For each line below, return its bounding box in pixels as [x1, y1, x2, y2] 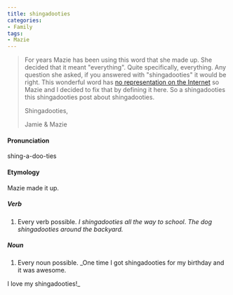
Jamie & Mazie [24, 120, 68, 129]
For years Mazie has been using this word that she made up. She [24, 55, 213, 64]
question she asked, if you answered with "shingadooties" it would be [24, 71, 227, 79]
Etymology [7, 168, 40, 176]
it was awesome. [17, 266, 67, 275]
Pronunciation [7, 136, 50, 145]
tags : [7, 29, 23, 37]
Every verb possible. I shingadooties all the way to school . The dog [17, 217, 213, 225]
